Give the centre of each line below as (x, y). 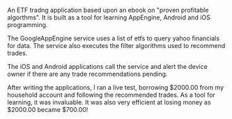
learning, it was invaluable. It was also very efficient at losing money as (109, 102)
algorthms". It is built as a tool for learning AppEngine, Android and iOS (109, 17)
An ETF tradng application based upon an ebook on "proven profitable (108, 10)
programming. (28, 25)
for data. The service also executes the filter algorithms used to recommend (116, 46)
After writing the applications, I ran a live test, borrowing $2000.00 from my (116, 87)
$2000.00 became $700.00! (48, 110)
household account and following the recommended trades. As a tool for (111, 95)
